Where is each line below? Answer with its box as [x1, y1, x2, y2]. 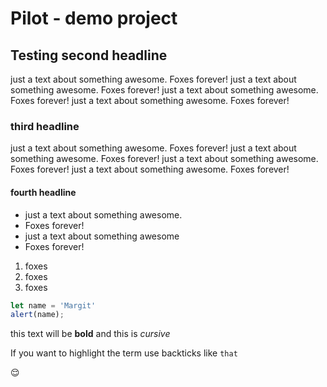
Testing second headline [10, 47, 168, 64]
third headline [10, 119, 80, 133]
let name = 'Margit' [10, 300, 97, 311]
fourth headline [10, 186, 77, 198]
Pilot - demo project [10, 7, 178, 30]
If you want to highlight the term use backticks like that [10, 347, 238, 359]
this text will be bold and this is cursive [10, 328, 171, 340]
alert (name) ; [10, 310, 65, 320]
